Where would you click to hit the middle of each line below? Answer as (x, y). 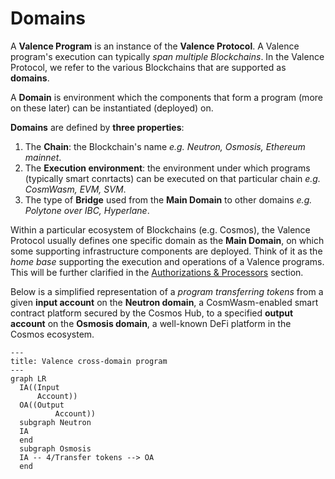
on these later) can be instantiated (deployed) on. (112, 108)
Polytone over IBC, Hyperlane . (87, 210)
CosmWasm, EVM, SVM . (75, 189)
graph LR (28, 378)
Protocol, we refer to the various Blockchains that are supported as (148, 67)
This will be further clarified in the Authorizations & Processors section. (157, 272)
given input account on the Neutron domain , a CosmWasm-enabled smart (164, 302)
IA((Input (39, 387)
